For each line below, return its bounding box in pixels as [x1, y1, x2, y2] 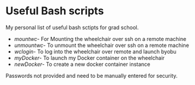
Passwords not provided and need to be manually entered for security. [5, 72, 178, 79]
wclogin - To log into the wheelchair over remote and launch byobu [14, 48, 177, 55]
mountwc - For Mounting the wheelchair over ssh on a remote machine [14, 35, 187, 42]
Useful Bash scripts [5, 4, 104, 18]
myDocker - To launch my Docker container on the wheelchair [14, 54, 165, 61]
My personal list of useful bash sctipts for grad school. [5, 24, 139, 31]
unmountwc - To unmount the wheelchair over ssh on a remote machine [14, 42, 189, 49]
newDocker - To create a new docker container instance [14, 61, 151, 68]
